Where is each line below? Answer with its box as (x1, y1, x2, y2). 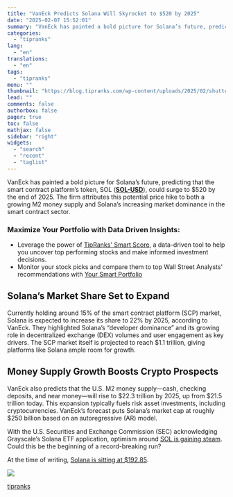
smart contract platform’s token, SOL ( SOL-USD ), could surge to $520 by (7, 185, 216, 193)
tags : (7, 68, 23, 75)
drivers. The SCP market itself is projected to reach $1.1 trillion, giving (7, 338, 205, 346)
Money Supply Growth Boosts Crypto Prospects (7, 366, 219, 377)
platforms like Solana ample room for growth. (7, 345, 136, 354)
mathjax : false (7, 127, 51, 133)
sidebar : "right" (7, 133, 58, 140)
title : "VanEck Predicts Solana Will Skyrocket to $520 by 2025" (7, 10, 200, 17)
